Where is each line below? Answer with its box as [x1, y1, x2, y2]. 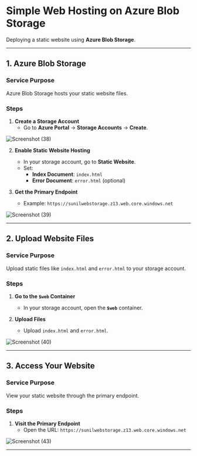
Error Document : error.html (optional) [32, 177, 126, 184]
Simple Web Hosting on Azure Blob [6, 4, 180, 18]
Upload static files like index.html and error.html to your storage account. [6, 265, 186, 272]
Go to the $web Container [14, 292, 76, 299]
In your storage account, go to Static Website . [23, 158, 136, 165]
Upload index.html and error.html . [23, 327, 108, 334]
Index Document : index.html [32, 171, 103, 178]
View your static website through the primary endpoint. [6, 392, 140, 399]
